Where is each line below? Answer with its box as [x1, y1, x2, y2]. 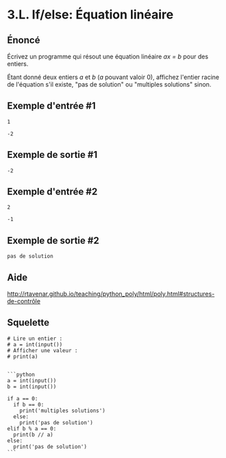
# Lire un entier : [7, 335, 63, 342]
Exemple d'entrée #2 [7, 186, 98, 198]
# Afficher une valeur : [7, 347, 78, 354]
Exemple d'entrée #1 [7, 100, 96, 112]
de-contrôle [7, 297, 41, 306]
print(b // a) [13, 431, 53, 438]
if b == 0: [13, 401, 45, 408]
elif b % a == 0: [7, 425, 57, 432]
